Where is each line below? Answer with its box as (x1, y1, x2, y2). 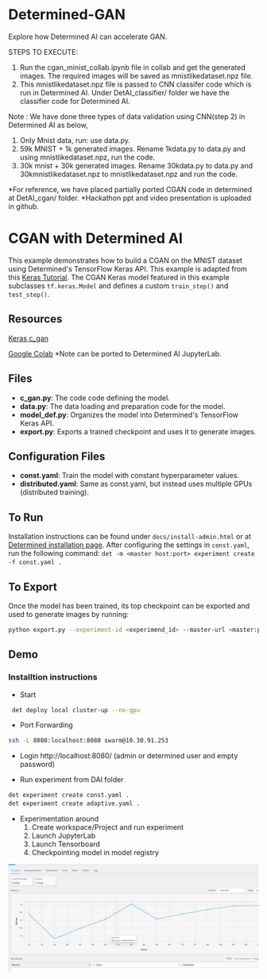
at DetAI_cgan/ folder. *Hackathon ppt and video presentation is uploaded (8, 193, 252, 202)
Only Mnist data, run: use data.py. (19, 135, 131, 145)
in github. (8, 201, 40, 211)
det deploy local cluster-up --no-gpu (11, 706, 141, 714)
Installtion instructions (8, 672, 98, 683)
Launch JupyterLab (31, 831, 96, 840)
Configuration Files (8, 449, 106, 463)
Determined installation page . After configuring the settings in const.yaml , (8, 540, 250, 549)
